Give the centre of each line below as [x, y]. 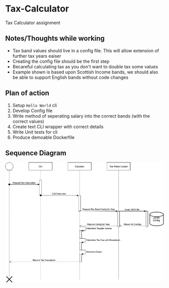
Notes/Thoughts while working [55, 38]
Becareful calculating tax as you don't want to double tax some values [85, 66]
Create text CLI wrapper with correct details [58, 127]
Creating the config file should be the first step [61, 61]
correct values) [28, 121]
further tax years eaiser [37, 56]
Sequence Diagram [36, 153]
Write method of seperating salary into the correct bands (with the [81, 116]
